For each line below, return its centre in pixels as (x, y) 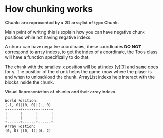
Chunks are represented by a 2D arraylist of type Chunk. (62, 23)
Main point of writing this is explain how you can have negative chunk (75, 32)
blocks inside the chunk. (30, 82)
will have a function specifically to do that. (48, 57)
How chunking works (49, 9)
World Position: (21, 101)
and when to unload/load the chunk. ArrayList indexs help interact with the (80, 77)
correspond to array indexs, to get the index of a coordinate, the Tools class (81, 52)
